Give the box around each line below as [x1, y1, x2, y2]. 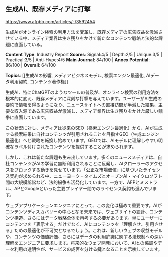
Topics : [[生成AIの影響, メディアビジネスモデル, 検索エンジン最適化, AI [5, 72, 151, 78]
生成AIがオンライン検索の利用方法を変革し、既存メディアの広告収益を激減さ [5, 29, 163, 35]
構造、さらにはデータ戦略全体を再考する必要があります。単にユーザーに [14, 215, 163, 221]
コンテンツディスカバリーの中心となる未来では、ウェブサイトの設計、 [5, 208, 150, 214]
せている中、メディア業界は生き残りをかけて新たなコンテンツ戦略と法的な [5, 35, 159, 41]
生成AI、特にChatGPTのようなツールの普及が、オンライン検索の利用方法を [5, 89, 160, 95]
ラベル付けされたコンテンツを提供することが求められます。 [14, 143, 137, 149]
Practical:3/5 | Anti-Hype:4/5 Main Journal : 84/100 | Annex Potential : [5, 57, 150, 63]
